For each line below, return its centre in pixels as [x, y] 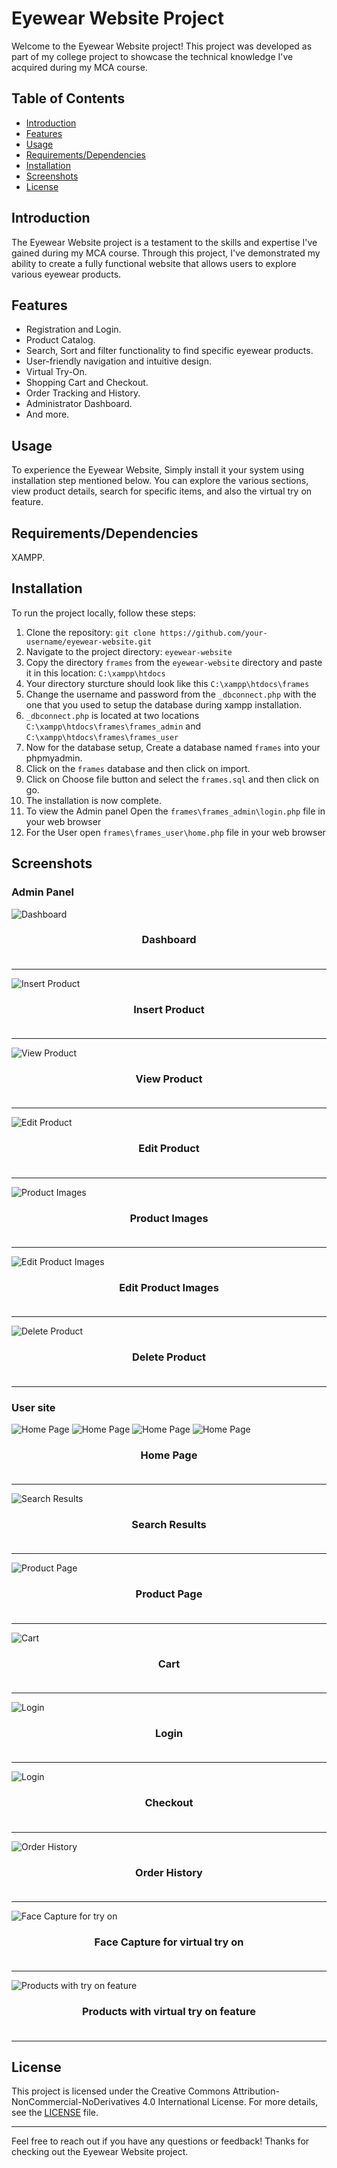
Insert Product [169, 1009]
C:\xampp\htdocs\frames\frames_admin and [113, 726]
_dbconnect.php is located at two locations [112, 715]
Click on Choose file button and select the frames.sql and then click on [172, 779]
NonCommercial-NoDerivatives [76, 2102]
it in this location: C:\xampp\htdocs [95, 673]
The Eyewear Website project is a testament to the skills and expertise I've [164, 242]
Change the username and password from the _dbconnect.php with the [171, 694]
